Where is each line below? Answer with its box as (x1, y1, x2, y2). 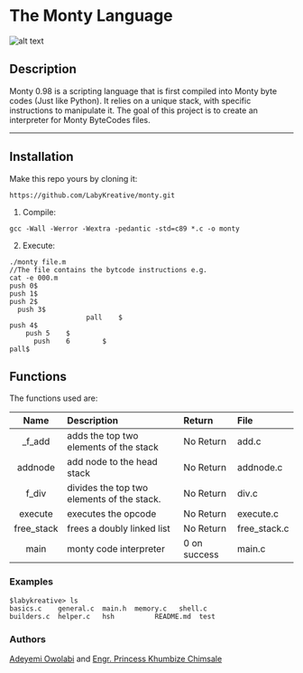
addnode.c (237, 461, 283, 474)
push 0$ (9, 281, 39, 290)
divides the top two (67, 481, 149, 494)
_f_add (22, 435, 50, 448)
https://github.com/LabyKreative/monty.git (9, 191, 176, 200)
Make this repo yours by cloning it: (9, 173, 138, 184)
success (183, 548, 219, 561)
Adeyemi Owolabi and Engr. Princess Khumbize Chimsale (9, 653, 223, 664)
